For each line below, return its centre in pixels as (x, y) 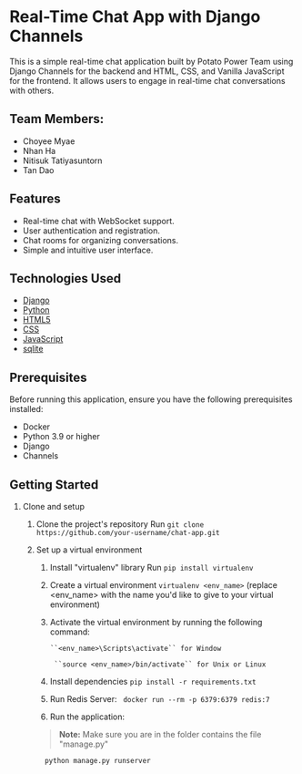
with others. (32, 90)
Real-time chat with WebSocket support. (98, 221)
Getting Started (54, 485)
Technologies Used (65, 279)
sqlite (33, 349)
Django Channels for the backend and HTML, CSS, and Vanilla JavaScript (147, 71)
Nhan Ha (39, 150)
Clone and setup (53, 506)
